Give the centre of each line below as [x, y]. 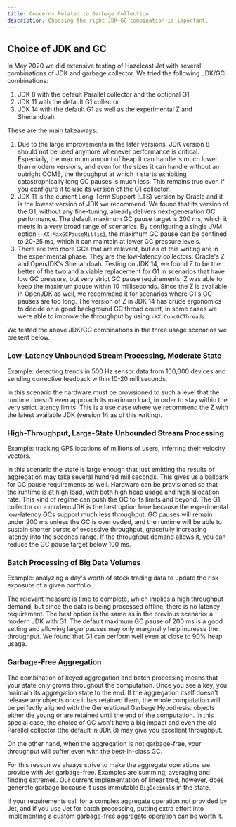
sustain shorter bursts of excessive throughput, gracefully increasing [107, 529]
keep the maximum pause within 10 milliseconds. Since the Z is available [122, 287]
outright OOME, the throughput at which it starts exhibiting [102, 174]
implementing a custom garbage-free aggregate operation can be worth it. [115, 816]
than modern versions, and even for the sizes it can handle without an [118, 167]
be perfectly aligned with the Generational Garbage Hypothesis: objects [111, 707]
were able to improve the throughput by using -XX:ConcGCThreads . [112, 316]
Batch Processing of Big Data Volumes [74, 562]
